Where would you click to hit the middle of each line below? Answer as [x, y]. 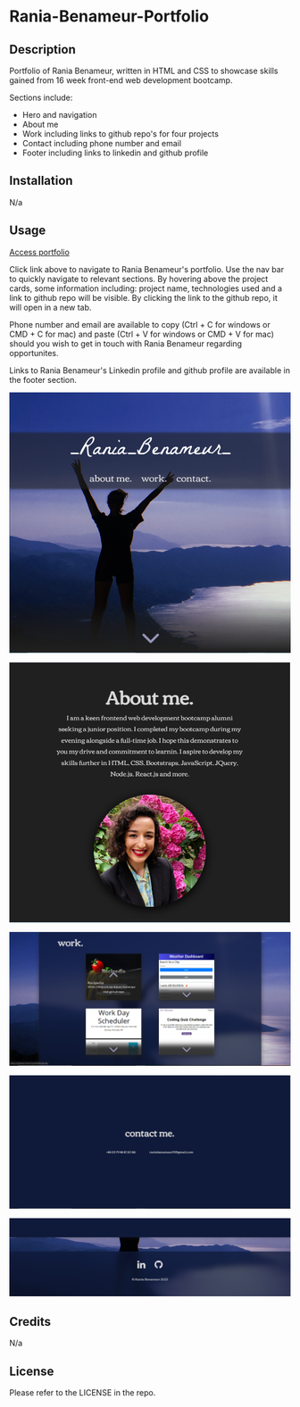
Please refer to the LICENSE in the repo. [83, 1393]
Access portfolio [39, 252]
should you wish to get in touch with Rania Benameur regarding [126, 343]
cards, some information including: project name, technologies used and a [146, 288]
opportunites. [34, 353]
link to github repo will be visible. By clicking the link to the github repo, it [144, 297]
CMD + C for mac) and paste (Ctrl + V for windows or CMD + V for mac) [142, 334]
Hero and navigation [59, 115]
